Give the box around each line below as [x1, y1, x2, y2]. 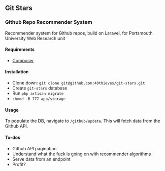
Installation [5, 69, 29, 75]
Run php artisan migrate [12, 90, 64, 96]
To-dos [5, 134, 21, 140]
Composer [12, 57, 34, 63]
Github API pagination [12, 145, 57, 151]
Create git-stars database [12, 85, 67, 91]
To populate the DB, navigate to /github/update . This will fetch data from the [5, 118, 161, 124]
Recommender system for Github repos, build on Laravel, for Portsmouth [5, 30, 153, 36]
